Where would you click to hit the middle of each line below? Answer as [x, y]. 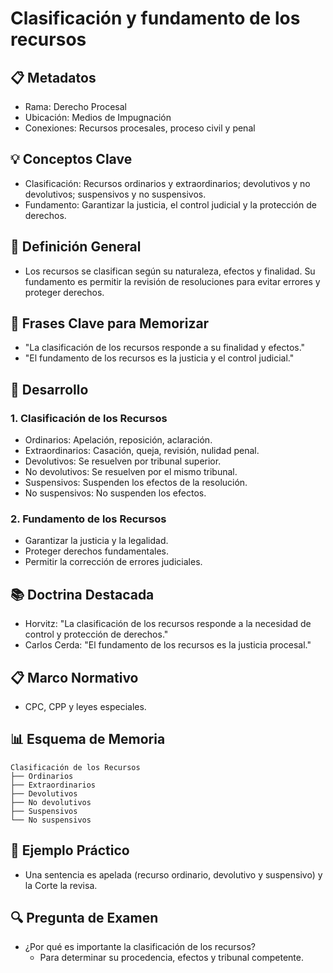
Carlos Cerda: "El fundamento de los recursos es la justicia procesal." [168, 645]
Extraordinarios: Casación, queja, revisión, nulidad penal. [142, 451]
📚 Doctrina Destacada [82, 594]
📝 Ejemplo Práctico [70, 850]
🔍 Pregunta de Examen [84, 918]
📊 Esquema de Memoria [88, 739]
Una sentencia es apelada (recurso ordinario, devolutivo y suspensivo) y [173, 874]
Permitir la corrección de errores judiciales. [113, 562]
